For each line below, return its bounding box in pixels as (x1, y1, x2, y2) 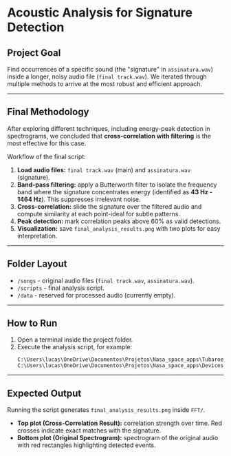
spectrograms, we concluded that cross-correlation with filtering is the (7, 132, 212, 140)
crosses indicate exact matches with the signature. (16, 426, 162, 435)
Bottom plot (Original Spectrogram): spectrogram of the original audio (16, 434, 219, 442)
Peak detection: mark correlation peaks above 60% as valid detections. (16, 217, 221, 225)
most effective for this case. (7, 139, 87, 147)
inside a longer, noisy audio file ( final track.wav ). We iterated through (7, 72, 208, 81)
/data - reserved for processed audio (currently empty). (16, 291, 176, 299)
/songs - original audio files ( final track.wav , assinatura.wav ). (16, 276, 195, 284)
